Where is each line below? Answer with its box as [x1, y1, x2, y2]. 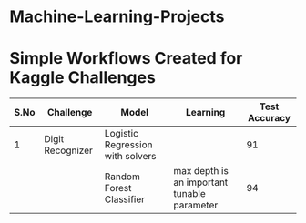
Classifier [104, 193, 146, 206]
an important [173, 176, 229, 188]
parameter [173, 198, 219, 211]
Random [104, 170, 141, 183]
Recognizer [44, 144, 93, 157]
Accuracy [247, 112, 291, 125]
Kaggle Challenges [9, 67, 157, 88]
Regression [104, 138, 153, 151]
